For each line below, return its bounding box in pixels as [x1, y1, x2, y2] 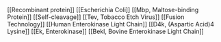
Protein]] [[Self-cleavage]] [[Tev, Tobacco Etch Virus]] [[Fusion [7, 13, 185, 21]
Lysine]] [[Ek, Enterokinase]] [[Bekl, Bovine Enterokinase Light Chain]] [7, 27, 204, 35]
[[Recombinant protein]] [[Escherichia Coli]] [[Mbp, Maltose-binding [7, 6, 199, 14]
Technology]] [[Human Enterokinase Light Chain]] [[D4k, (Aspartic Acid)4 [7, 20, 214, 28]
